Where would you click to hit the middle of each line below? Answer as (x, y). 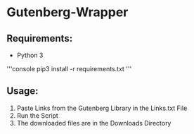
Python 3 (30, 55)
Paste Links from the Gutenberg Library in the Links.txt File (102, 108)
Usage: (23, 91)
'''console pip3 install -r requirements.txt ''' (69, 69)
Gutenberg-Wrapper (67, 12)
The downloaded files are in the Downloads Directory (94, 123)
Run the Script (38, 115)
